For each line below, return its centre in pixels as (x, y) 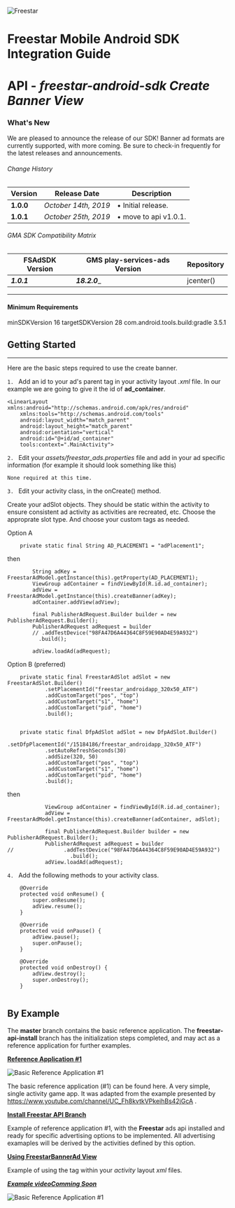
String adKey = (55, 572)
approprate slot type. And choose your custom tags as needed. (99, 520)
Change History (30, 169)
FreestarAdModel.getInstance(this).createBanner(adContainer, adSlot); (114, 819)
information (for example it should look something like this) (92, 465)
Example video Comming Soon (52, 1183)
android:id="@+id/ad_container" (67, 439)
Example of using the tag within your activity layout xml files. (95, 1170)
